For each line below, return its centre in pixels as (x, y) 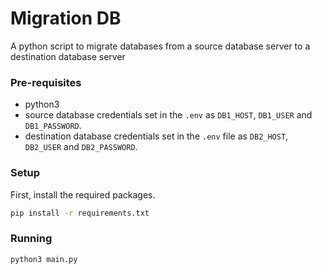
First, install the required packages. (83, 194)
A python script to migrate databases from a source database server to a (160, 46)
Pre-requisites (46, 82)
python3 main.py (44, 259)
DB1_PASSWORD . (53, 126)
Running (31, 239)
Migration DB (66, 18)
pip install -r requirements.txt (80, 213)
